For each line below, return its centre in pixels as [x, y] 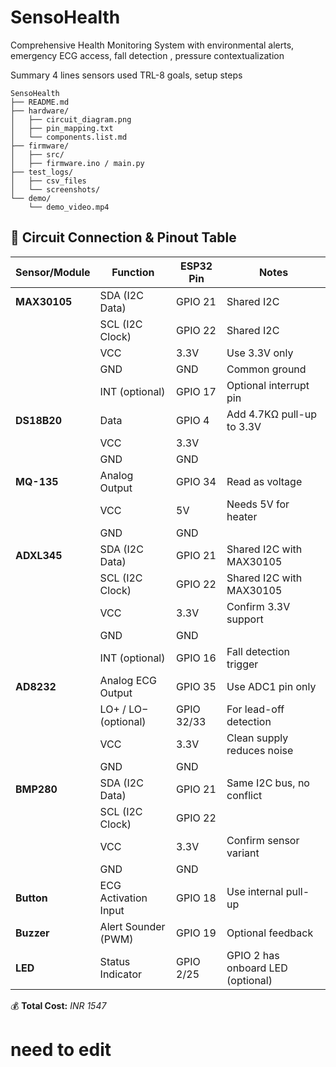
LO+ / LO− [124, 709]
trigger [242, 664]
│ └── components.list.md [69, 137]
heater [242, 516]
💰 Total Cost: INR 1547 [58, 1005]
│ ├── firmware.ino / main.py [77, 163]
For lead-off [255, 709]
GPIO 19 [196, 933]
